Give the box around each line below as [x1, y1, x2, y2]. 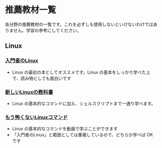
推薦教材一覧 [5, 4, 57, 16]
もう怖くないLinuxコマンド [5, 114, 68, 120]
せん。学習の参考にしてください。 [13, 27, 81, 33]
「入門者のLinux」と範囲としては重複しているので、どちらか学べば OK [12, 132, 153, 138]
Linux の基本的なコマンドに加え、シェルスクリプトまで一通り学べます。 [12, 100, 156, 106]
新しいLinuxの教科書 [5, 88, 53, 95]
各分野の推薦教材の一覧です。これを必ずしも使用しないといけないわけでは [5, 21, 154, 27]
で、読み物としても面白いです [12, 75, 71, 81]
